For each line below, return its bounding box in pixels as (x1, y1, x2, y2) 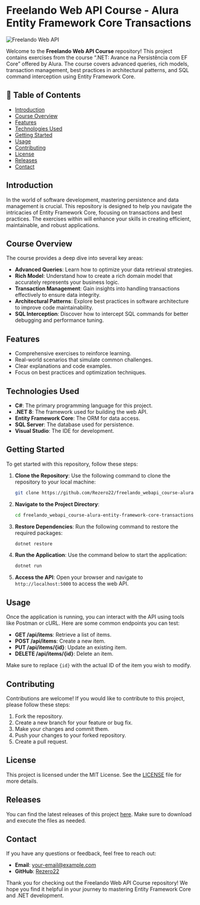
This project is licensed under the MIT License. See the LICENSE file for (6, 771, 182, 778)
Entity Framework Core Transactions (6, 16, 192, 30)
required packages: (14, 529, 63, 537)
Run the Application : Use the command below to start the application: (14, 551, 187, 559)
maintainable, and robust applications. (6, 221, 100, 228)
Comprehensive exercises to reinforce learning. (14, 350, 132, 357)
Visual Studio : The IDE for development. (14, 427, 114, 434)
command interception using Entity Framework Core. (6, 73, 136, 80)
